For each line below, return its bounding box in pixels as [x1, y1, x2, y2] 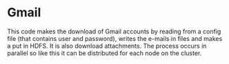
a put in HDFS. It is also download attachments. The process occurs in [7, 42, 207, 50]
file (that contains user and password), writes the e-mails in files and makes [7, 34, 223, 42]
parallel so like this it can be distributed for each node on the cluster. [7, 49, 202, 57]
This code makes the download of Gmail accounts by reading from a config [7, 27, 221, 35]
